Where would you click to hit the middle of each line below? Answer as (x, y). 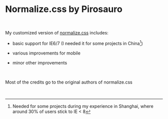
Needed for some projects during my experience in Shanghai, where (83, 106)
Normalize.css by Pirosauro (64, 9)
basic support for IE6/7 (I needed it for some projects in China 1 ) (78, 42)
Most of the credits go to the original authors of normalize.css (69, 82)
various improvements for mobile (46, 53)
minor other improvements (40, 62)
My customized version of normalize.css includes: (57, 32)
